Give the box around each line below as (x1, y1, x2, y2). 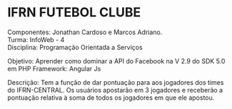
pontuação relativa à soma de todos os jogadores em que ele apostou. (7, 93, 215, 102)
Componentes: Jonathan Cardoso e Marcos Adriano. (7, 28, 163, 36)
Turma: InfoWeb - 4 (7, 35, 65, 43)
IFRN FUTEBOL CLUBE (7, 4, 141, 21)
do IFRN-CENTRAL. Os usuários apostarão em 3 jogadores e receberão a (7, 85, 223, 94)
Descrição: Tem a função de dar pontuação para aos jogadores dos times (7, 78, 224, 86)
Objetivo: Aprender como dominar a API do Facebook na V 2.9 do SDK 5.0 (7, 56, 226, 65)
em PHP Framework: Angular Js (7, 64, 101, 73)
